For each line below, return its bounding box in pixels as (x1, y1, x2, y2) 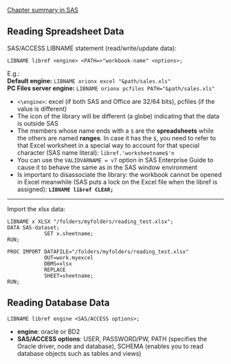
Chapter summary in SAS (7, 6, 79, 14)
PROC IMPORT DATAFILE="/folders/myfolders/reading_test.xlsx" (7, 248, 189, 255)
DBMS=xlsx (43, 260, 72, 267)
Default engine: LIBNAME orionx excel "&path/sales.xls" (7, 76, 171, 85)
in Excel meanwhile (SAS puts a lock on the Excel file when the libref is (16, 178, 218, 186)
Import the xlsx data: (7, 204, 65, 213)
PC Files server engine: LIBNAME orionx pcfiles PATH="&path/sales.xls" (7, 84, 215, 92)
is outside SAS (16, 119, 58, 127)
